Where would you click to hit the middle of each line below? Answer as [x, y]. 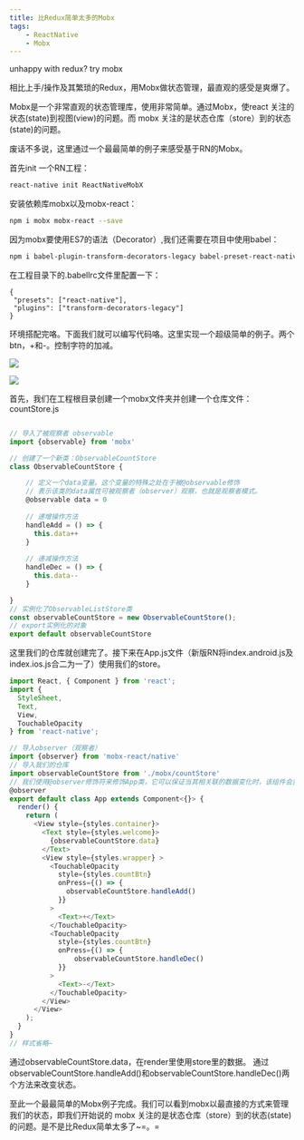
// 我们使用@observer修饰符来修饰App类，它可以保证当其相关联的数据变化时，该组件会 [151, 782]
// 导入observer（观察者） [55, 748]
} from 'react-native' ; [54, 732]
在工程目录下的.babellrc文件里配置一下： [85, 275]
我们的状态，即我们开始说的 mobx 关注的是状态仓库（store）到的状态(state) [151, 1115]
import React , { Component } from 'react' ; [93, 681]
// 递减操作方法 [52, 559]
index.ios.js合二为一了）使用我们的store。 [87, 664]
